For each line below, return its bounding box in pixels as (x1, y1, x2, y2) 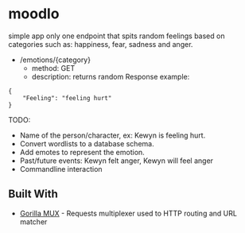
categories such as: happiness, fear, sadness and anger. (8, 39, 193, 49)
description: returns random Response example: (31, 72, 190, 81)
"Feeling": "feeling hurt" (22, 94, 112, 102)
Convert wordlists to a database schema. (19, 138, 154, 148)
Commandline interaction (19, 164, 103, 173)
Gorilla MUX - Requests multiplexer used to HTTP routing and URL (19, 208, 237, 218)
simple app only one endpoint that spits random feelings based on (8, 31, 225, 41)
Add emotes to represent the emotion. (19, 147, 145, 157)
